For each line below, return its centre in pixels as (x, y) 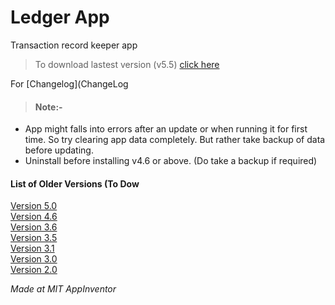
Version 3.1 (32, 248)
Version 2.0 (34, 270)
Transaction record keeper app (74, 45)
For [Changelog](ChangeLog (69, 83)
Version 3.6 (34, 227)
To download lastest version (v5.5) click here (127, 64)
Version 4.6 (34, 217)
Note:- (48, 107)
